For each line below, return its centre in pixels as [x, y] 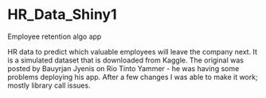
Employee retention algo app [55, 36]
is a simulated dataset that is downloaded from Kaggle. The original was [126, 60]
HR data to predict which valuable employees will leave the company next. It [133, 51]
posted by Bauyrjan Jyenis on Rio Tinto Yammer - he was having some [123, 68]
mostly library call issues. [49, 85]
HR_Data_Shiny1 [62, 15]
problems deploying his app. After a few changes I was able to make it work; [133, 77]
